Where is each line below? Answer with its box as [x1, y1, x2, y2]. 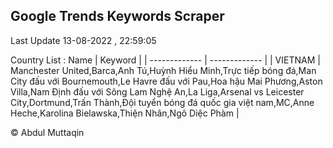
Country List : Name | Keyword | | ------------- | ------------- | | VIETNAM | [10, 54, 321, 66]
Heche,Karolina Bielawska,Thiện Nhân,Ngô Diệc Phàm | [10, 107, 240, 119]
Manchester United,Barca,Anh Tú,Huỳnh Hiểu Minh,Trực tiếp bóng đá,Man [10, 64, 317, 76]
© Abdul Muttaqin [10, 126, 85, 138]
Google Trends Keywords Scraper [10, 8, 225, 25]
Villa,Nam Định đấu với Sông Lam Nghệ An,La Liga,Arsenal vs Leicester [10, 85, 305, 98]
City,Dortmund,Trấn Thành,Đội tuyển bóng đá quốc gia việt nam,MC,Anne [10, 96, 315, 108]
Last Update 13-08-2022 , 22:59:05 [10, 34, 157, 46]
